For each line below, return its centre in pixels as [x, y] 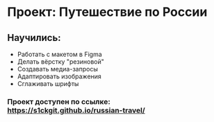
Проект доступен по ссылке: [59, 101]
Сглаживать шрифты [48, 84]
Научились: [34, 38]
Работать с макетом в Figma [59, 54]
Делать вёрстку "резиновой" [60, 62]
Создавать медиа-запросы [58, 69]
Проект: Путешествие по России [107, 12]
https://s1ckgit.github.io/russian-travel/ [76, 110]
